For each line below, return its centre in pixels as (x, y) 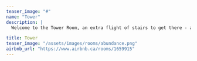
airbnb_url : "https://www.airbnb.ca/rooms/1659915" (70, 49)
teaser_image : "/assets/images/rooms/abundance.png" (72, 44)
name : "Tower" (23, 17)
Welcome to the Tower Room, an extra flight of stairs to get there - (99, 28)
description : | (25, 22)
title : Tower (22, 38)
